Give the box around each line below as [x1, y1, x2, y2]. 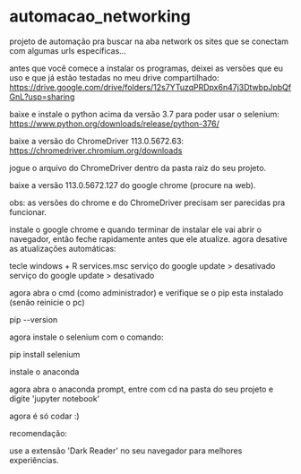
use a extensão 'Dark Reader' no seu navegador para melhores [9, 445, 243, 456]
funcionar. [9, 206, 47, 217]
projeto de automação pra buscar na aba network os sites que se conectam [9, 36, 289, 47]
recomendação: [9, 427, 68, 438]
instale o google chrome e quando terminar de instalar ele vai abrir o [9, 224, 262, 235]
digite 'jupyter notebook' [9, 392, 100, 404]
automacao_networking [9, 6, 191, 27]
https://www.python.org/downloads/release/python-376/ [9, 118, 219, 129]
